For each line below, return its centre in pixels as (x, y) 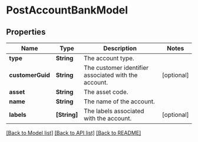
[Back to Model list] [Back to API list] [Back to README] (74, 133)
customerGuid (29, 75)
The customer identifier (116, 68)
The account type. (109, 58)
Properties (26, 32)
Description (120, 48)
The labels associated (114, 111)
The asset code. (106, 92)
